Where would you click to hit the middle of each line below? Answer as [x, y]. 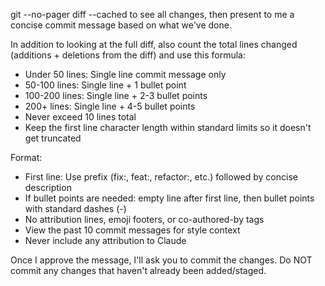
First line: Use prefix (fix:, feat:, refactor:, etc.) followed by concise [161, 177]
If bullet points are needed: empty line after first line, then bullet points [169, 198]
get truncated [53, 138]
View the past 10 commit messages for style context [132, 230]
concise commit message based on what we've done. [121, 25]
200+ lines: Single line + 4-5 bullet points [110, 106]
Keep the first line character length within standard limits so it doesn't [168, 127]
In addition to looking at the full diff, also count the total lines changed [154, 44]
